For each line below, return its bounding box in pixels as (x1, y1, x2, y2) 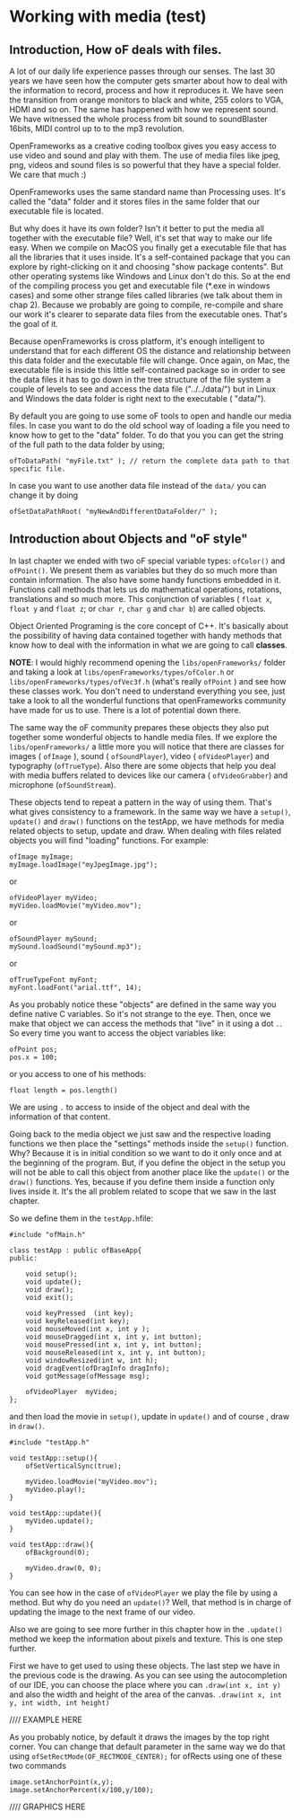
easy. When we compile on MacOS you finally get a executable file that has (9, 243, 287, 252)
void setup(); (25, 1269, 78, 1278)
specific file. (9, 464, 66, 473)
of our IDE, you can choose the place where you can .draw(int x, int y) (9, 1679, 281, 1690)
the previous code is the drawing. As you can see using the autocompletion (9, 1669, 288, 1681)
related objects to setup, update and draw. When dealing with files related (9, 825, 282, 836)
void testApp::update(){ (9, 1508, 102, 1517)
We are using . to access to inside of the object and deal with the (9, 1101, 251, 1112)
